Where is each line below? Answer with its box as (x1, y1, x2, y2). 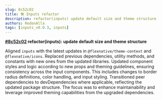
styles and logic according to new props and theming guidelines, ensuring (5, 64, 155, 70)
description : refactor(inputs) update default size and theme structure (5, 16, 157, 21)
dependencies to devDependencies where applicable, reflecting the (5, 79, 142, 85)
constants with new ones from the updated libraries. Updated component (5, 59, 153, 64)
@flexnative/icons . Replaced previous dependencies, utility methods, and (5, 53, 155, 59)
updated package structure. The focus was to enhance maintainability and (5, 84, 155, 90)
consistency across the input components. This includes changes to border (5, 69, 158, 75)
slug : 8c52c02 (5, 7, 34, 12)
